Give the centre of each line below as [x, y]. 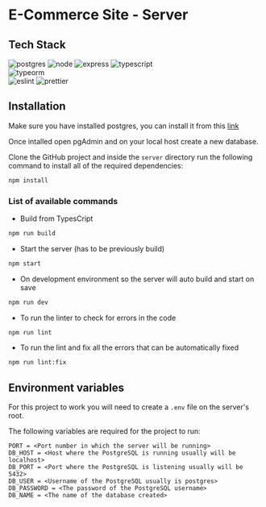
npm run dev [28, 302]
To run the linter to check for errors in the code [98, 318]
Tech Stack [37, 45]
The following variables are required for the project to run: [105, 431]
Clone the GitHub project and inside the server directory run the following [131, 157]
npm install [28, 180]
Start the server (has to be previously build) [92, 248]
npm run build [32, 233]
